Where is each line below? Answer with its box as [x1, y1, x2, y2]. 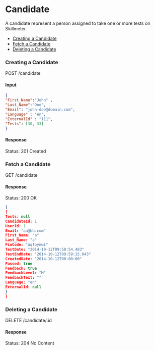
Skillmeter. [5, 25, 27, 31]
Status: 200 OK [5, 195, 37, 201]
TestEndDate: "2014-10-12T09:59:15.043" [5, 252, 92, 257]
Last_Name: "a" [5, 237, 37, 243]
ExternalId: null [5, 284, 42, 290]
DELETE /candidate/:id [5, 317, 52, 323]
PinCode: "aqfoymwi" [5, 242, 49, 247]
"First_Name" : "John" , [5, 97, 53, 103]
